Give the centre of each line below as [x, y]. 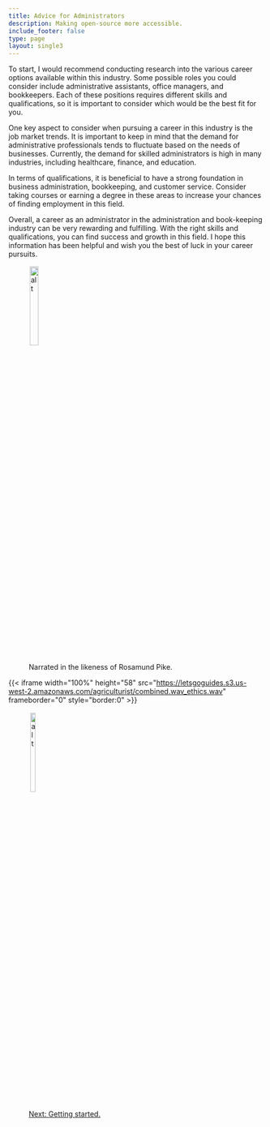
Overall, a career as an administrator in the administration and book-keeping [135, 220]
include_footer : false [47, 31]
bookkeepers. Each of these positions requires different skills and [118, 95]
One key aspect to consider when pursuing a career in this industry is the [131, 128]
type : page [27, 39]
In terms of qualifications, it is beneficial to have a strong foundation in [126, 178]
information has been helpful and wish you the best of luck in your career [131, 246]
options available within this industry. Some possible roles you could [122, 78]
